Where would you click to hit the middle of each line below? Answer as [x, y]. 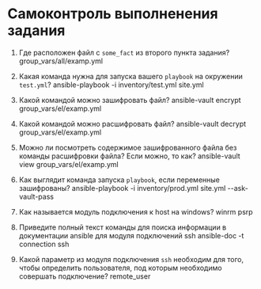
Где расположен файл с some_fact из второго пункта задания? [124, 52]
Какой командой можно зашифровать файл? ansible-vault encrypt [130, 100]
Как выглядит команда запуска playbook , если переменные [119, 180]
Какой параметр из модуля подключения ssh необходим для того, [131, 259]
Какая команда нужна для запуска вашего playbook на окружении [130, 76]
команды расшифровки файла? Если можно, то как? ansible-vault [129, 156]
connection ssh [44, 244]
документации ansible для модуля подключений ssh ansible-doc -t [131, 235]
